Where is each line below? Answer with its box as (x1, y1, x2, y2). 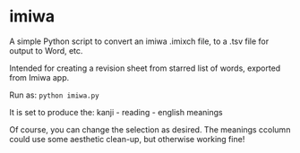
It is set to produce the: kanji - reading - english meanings (9, 106, 223, 117)
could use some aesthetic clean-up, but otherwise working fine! (9, 133, 245, 144)
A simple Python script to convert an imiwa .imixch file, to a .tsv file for (9, 36, 270, 47)
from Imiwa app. (9, 72, 70, 82)
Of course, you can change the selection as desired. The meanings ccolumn (9, 123, 291, 135)
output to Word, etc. (9, 45, 83, 55)
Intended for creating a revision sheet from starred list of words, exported (9, 63, 281, 73)
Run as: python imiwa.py (9, 89, 100, 100)
